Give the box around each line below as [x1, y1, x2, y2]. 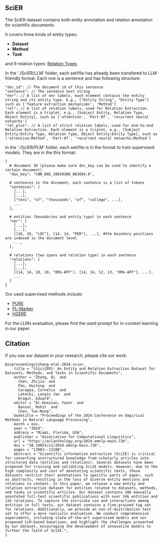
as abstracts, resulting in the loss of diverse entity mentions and [5, 477, 149, 482]
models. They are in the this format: [5, 150, 76, 155]
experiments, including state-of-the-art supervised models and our [5, 515, 147, 520]
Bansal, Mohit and [18, 404, 57, 410]
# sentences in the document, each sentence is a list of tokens [9, 180, 145, 185]
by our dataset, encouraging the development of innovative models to [5, 523, 151, 529]
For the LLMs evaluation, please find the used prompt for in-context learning [5, 320, 158, 326]
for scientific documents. [5, 22, 55, 28]
